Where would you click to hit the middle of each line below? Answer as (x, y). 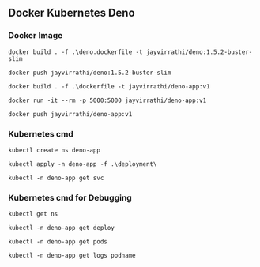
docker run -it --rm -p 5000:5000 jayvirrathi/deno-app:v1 (107, 100)
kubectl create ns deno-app (55, 150)
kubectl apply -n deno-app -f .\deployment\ (83, 164)
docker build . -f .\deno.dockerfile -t (76, 52)
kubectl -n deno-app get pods (58, 242)
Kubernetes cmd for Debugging (70, 197)
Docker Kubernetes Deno (72, 13)
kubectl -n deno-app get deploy (61, 228)
